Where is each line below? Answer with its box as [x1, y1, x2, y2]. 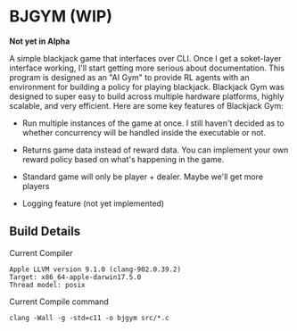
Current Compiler [9, 247, 73, 258]
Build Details [9, 224, 81, 239]
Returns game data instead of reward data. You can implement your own [21, 145, 289, 155]
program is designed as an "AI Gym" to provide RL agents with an [9, 71, 250, 82]
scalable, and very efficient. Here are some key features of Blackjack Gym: [9, 100, 284, 111]
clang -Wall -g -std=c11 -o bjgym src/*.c [9, 313, 169, 322]
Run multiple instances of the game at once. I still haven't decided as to [21, 118, 285, 128]
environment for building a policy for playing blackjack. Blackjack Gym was [9, 81, 285, 92]
